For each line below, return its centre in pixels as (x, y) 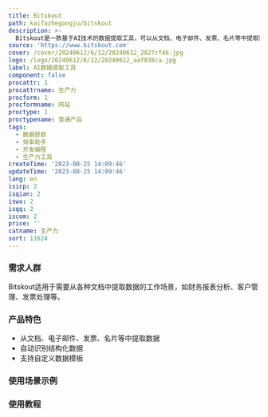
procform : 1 (28, 97)
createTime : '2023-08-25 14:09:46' (67, 165)
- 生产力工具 (34, 157)
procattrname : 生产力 (42, 90)
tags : (17, 127)
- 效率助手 (31, 142)
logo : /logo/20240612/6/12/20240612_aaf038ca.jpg (93, 61)
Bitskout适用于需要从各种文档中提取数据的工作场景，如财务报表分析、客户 (130, 287)
